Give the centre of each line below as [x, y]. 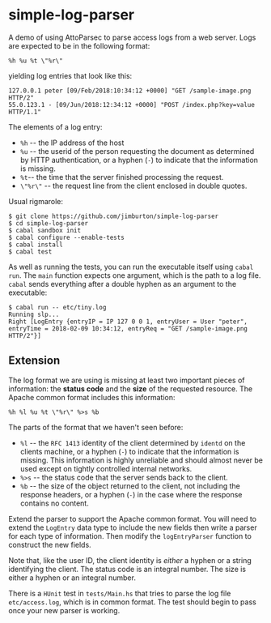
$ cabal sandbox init [45, 230]
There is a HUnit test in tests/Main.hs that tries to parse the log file [120, 593]
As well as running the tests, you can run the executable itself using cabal [131, 267]
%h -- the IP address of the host [72, 143]
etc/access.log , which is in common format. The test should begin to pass [132, 602]
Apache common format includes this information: [92, 397]
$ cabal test [30, 252]
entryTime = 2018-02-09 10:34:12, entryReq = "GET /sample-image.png [128, 329]
